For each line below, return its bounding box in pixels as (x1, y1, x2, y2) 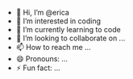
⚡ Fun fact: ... (15, 63, 60, 73)
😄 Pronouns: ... (15, 54, 69, 64)
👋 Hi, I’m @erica (15, 8, 70, 17)
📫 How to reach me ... (15, 43, 91, 52)
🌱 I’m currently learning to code (15, 25, 121, 34)
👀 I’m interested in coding (15, 16, 102, 26)
